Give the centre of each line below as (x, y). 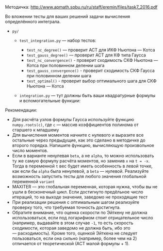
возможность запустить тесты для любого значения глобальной (79, 176)
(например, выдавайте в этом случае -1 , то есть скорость (73, 223)
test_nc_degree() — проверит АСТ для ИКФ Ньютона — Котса (91, 50)
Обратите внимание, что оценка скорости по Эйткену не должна (80, 213)
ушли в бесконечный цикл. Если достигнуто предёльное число (78, 192)
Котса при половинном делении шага (65, 65)
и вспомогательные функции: (50, 101)
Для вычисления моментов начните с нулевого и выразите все (78, 135)
